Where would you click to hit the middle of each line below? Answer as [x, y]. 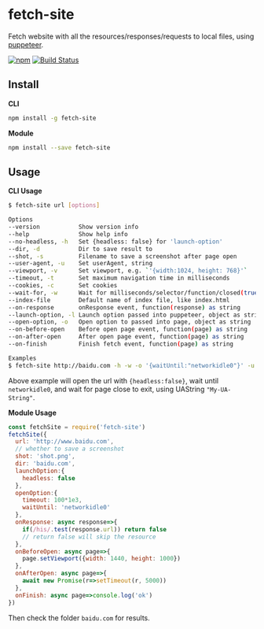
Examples [22, 358]
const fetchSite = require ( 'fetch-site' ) [77, 427]
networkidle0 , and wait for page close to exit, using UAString [106, 389]
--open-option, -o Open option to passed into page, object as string [130, 322]
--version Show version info [73, 227]
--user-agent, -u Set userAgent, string [81, 264]
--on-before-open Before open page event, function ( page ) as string [128, 329]
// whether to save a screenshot [70, 449]
